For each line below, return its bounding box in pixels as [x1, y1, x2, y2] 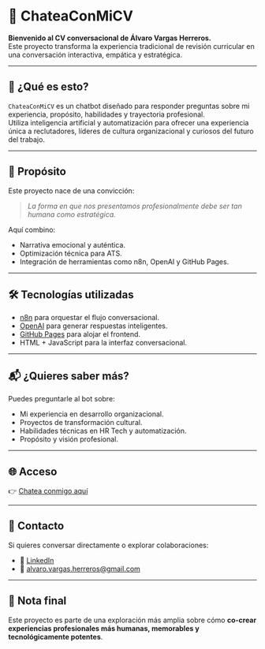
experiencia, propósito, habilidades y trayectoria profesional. [8, 110, 205, 119]
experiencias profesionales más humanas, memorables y [8, 623, 200, 633]
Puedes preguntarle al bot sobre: [8, 394, 116, 404]
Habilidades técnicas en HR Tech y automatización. [19, 426, 187, 436]
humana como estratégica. [27, 209, 116, 219]
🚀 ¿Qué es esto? [8, 80, 89, 94]
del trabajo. [8, 134, 46, 144]
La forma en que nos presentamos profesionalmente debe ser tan [27, 201, 242, 211]
